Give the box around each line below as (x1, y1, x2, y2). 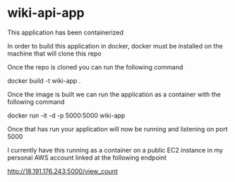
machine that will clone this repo (7, 49, 102, 58)
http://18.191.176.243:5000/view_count (7, 167, 118, 175)
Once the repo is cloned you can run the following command (7, 63, 183, 71)
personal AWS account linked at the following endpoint (7, 153, 167, 162)
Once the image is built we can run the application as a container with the (7, 90, 221, 98)
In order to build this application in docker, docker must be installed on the (7, 41, 224, 50)
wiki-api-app (7, 5, 85, 21)
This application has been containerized (7, 28, 124, 37)
